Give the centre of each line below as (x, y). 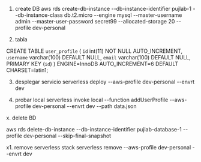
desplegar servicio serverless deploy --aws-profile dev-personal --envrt (105, 82)
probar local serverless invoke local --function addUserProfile (91, 100)
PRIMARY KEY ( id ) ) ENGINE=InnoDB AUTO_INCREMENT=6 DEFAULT (92, 64)
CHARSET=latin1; (27, 70)
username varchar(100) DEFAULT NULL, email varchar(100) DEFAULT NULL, (98, 57)
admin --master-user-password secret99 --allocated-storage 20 (95, 21)
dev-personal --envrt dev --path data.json (84, 106)
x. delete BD (21, 118)
